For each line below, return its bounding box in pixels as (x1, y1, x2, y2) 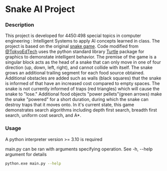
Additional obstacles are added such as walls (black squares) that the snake (5, 75, 162, 81)
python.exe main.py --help (5, 161, 61, 166)
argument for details (5, 151, 47, 157)
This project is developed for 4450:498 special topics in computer (5, 32, 141, 38)
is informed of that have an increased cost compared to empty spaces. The (5, 80, 160, 86)
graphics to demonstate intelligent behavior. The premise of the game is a (5, 54, 157, 60)
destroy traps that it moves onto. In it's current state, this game (5, 101, 135, 108)
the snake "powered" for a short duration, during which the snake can (5, 96, 149, 102)
